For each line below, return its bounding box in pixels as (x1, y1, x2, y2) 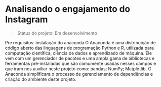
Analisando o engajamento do (5, 3, 130, 15)
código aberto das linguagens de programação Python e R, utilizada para (5, 45, 154, 51)
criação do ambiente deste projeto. (5, 76, 77, 82)
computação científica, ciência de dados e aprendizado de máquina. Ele (5, 50, 152, 56)
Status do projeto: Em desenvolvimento (17, 30, 97, 36)
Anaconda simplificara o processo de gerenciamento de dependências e (5, 71, 153, 77)
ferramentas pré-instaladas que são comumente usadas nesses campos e (5, 60, 157, 66)
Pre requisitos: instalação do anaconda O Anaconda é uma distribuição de (5, 39, 156, 45)
